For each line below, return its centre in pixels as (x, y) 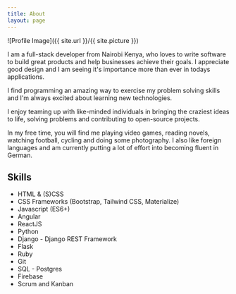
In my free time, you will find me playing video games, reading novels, (108, 133)
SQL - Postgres (39, 269)
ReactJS (30, 224)
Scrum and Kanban (45, 284)
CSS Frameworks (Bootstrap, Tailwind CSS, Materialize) (98, 202)
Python (28, 232)
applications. (26, 76)
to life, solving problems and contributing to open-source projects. (104, 119)
